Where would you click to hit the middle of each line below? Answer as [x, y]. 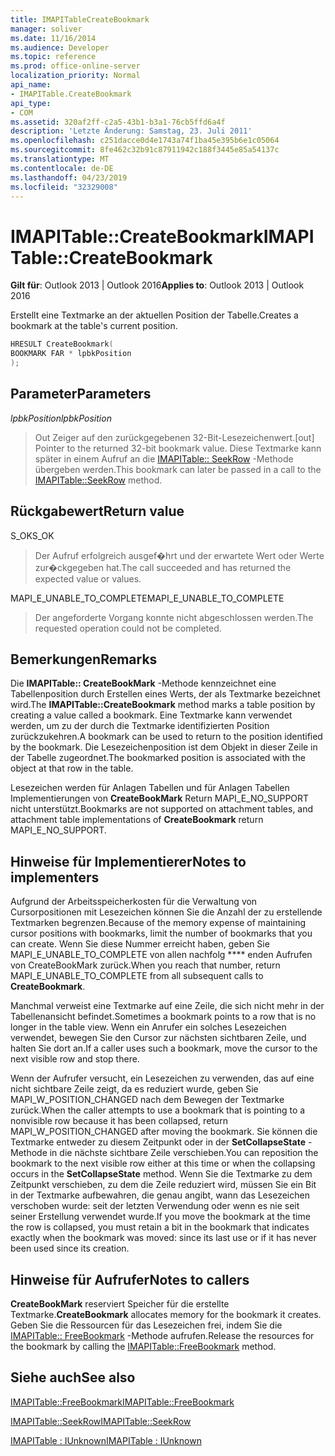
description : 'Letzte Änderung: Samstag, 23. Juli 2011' [131, 131]
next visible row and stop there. [75, 1059]
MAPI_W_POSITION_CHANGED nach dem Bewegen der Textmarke [147, 1100]
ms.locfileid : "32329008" [64, 187]
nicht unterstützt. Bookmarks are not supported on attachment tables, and [162, 809]
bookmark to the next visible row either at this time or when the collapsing [163, 1163]
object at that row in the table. [72, 768]
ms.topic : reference [53, 57]
